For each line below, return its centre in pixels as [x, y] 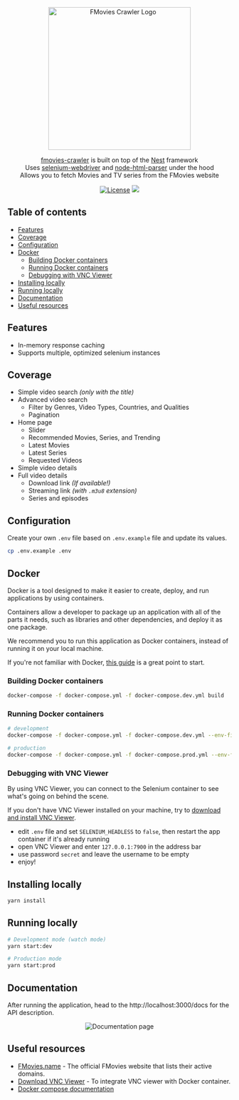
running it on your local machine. [55, 648]
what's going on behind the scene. [58, 797]
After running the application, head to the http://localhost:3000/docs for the [118, 1005]
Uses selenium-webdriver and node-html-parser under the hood [119, 167]
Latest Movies [49, 445]
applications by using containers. [56, 598]
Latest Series [48, 453]
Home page [35, 423]
